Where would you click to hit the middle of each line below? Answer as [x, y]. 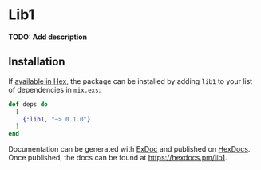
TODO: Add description [48, 37]
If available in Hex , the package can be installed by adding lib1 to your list [130, 81]
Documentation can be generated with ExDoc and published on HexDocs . [129, 149]
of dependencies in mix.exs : [55, 89]
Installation [37, 62]
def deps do [28, 104]
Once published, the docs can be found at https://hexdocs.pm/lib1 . [118, 158]
